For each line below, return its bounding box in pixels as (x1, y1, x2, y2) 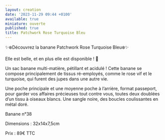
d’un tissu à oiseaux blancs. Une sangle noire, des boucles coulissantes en (5, 96, 159, 102)
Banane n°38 (5, 111, 32, 117)
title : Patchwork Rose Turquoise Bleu (5, 30, 85, 35)
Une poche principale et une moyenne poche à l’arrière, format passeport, (5, 85, 158, 91)
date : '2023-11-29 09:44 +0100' (5, 12, 72, 17)
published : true (5, 26, 39, 31)
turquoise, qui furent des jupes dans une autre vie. (5, 76, 108, 82)
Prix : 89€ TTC (5, 130, 35, 136)
